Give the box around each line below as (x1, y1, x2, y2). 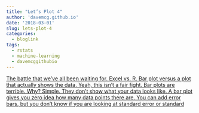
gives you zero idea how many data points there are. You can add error (6, 93, 181, 101)
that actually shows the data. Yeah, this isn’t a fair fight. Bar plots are (6, 81, 175, 88)
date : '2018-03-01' (6, 20, 55, 26)
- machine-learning (11, 53, 60, 59)
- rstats (11, 48, 33, 54)
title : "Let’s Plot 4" (6, 8, 63, 15)
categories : (6, 31, 36, 37)
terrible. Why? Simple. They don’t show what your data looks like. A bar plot (6, 87, 193, 95)
